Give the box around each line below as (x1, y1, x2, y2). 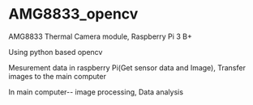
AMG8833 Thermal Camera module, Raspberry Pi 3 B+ (8, 31, 192, 41)
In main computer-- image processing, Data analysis (8, 86, 184, 97)
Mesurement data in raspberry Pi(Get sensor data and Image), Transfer (8, 62, 246, 73)
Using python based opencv (8, 47, 103, 57)
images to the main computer (8, 71, 107, 81)
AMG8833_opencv (8, 5, 139, 23)
